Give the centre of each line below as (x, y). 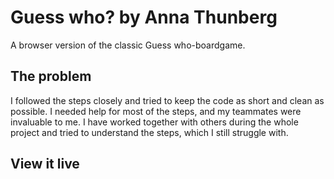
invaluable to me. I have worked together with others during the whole (154, 122)
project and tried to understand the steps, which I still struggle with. (149, 132)
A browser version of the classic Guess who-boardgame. (128, 45)
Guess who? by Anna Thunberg (144, 17)
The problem (51, 76)
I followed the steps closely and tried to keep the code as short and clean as (167, 100)
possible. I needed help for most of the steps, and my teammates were (156, 111)
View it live (45, 164)
